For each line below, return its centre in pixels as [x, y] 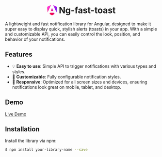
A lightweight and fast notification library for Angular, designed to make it [78, 24]
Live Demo [16, 114]
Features [19, 55]
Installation [22, 129]
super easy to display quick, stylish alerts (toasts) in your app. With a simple [81, 29]
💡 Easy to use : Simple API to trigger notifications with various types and [84, 66]
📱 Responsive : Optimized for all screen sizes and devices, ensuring [80, 82]
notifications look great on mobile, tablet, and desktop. [66, 87]
